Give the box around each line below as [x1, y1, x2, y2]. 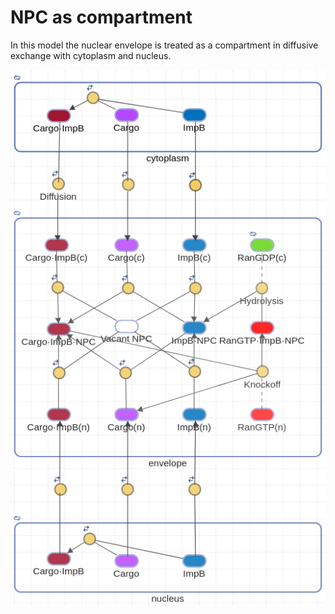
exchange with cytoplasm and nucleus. [10, 49, 172, 61]
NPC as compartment [10, 6, 193, 29]
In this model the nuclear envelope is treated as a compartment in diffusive [10, 39, 319, 51]
